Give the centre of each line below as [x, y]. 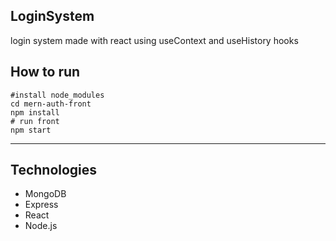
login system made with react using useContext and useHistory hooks [154, 40]
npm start [31, 130]
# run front [35, 121]
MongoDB [45, 194]
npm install [35, 112]
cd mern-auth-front [51, 104]
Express [41, 205]
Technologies [54, 170]
